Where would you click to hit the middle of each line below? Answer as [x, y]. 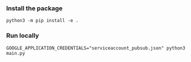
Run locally [23, 36]
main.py [16, 53]
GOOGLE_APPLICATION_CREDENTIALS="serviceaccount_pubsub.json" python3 [96, 48]
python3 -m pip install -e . [42, 21]
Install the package [34, 8]
